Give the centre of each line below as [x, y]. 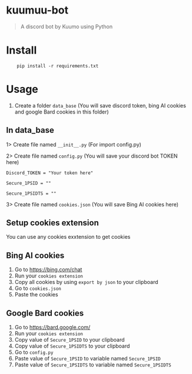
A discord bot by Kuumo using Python [67, 26]
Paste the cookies [36, 295]
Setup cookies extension [52, 223]
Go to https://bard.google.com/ [52, 328]
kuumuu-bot [37, 10]
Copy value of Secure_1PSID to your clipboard [69, 340]
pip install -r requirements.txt [58, 66]
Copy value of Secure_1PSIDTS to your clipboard [72, 346]
